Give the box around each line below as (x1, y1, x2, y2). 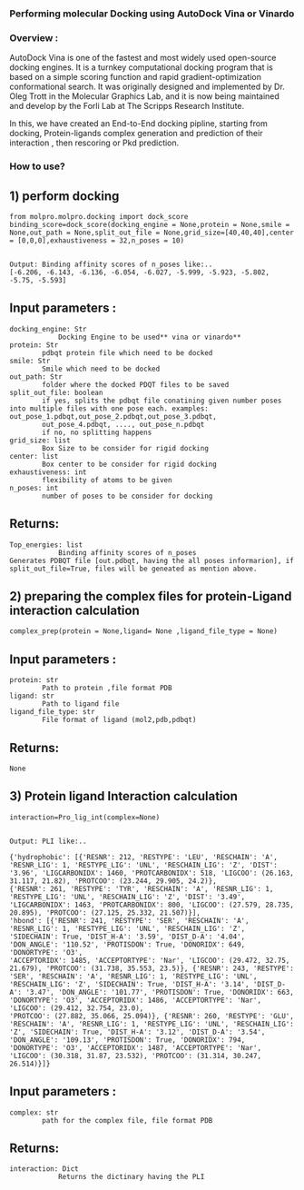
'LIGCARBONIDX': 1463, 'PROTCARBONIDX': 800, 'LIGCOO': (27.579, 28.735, (9, 900, 295, 909)
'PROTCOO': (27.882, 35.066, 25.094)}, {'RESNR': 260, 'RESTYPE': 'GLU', (9, 1011, 295, 1020)
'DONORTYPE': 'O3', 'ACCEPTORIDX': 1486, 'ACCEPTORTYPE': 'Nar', (9, 996, 261, 1005)
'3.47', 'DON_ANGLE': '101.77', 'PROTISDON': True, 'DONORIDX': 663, (25, 987, 295, 997)
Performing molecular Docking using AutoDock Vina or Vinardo (9, 7, 295, 20)
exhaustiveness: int (9, 467, 88, 477)
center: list (9, 451, 59, 461)
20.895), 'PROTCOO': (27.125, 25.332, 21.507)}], (9, 907, 201, 917)
